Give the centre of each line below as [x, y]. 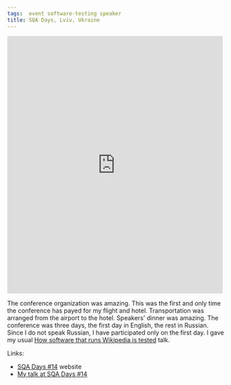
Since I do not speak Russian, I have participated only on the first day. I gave [115, 333]
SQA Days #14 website [49, 366]
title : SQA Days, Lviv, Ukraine [53, 20]
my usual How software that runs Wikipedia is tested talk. [89, 339]
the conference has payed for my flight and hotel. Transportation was [106, 310]
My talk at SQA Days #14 [52, 374]
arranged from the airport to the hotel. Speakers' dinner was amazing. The [113, 317]
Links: [16, 353]
